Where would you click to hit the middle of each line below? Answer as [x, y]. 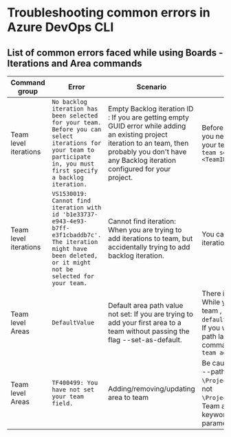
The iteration [75, 242]
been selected [75, 116]
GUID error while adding [147, 126]
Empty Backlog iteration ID [151, 109]
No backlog [70, 102]
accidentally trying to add [149, 247]
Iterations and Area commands [75, 63]
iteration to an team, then [148, 143]
